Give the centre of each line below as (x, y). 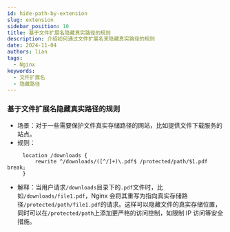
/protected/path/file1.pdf (62, 205)
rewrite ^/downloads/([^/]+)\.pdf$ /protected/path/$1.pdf (121, 161)
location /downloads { (55, 155)
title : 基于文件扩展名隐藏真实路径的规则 (59, 33)
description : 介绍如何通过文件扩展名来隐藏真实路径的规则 (81, 39)
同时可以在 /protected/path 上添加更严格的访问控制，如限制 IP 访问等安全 (120, 213)
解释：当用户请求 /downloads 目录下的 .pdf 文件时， (87, 187)
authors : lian (28, 52)
